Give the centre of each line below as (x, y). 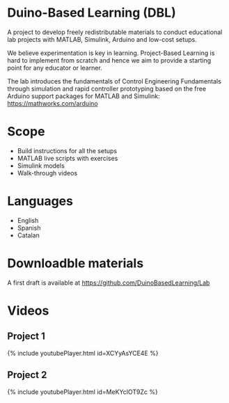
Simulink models (41, 166)
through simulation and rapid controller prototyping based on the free (107, 88)
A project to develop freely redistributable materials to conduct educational (115, 32)
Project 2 (27, 375)
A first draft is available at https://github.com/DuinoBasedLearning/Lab (109, 283)
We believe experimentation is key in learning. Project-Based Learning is (111, 53)
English (28, 220)
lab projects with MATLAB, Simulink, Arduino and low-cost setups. (102, 39)
